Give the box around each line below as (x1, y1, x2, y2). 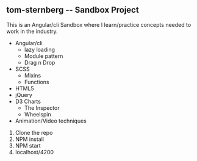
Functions (24, 78, 49, 85)
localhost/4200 (15, 148, 54, 156)
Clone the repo (15, 129, 53, 136)
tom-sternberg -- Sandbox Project (6, 5, 139, 15)
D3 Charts (15, 98, 41, 105)
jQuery (15, 91, 32, 98)
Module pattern (24, 52, 63, 60)
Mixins (24, 71, 41, 79)
